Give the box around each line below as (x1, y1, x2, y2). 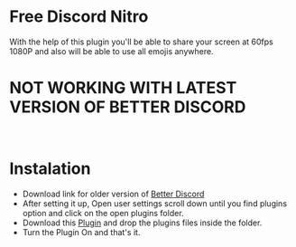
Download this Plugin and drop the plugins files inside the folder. (22, 217, 263, 228)
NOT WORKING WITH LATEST (9, 78, 237, 99)
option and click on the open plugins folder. (22, 207, 184, 218)
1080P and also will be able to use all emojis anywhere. (9, 45, 214, 56)
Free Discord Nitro (9, 6, 149, 27)
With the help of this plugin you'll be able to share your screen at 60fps (9, 36, 273, 47)
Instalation (9, 158, 91, 179)
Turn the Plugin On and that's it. (22, 226, 141, 237)
